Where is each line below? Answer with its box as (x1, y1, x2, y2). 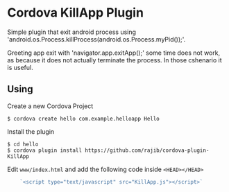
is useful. (7, 63, 33, 71)
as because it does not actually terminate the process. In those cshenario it (7, 55, 222, 64)
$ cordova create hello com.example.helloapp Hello (7, 115, 160, 122)
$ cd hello (7, 141, 39, 148)
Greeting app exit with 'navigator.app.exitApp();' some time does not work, (7, 49, 221, 57)
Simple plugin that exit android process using (7, 28, 137, 36)
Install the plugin (7, 127, 55, 136)
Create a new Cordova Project (7, 102, 94, 110)
